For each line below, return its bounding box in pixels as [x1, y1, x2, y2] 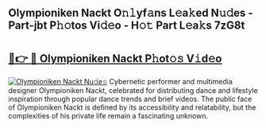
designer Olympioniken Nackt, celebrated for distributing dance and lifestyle [8, 86, 258, 95]
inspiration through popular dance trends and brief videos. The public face [8, 95, 253, 103]
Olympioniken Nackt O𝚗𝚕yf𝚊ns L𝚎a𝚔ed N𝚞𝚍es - [8, 6, 253, 20]
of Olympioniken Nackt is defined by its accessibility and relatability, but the [8, 103, 256, 112]
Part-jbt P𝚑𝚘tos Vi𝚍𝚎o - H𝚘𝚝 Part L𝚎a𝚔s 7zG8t [8, 19, 245, 33]
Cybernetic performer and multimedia [109, 77, 233, 86]
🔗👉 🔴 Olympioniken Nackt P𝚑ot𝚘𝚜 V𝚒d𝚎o [8, 52, 222, 65]
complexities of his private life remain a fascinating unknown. [8, 111, 209, 120]
